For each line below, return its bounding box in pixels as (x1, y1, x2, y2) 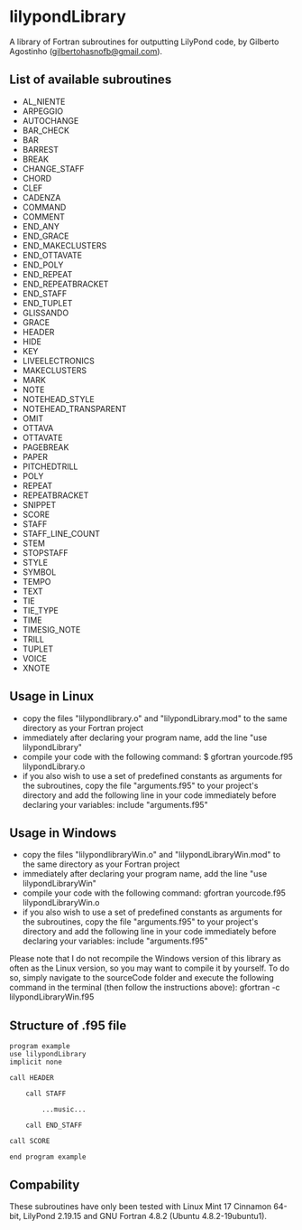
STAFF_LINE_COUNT (22, 528, 101, 539)
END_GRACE (22, 230, 69, 241)
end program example (9, 1152, 87, 1162)
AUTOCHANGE (22, 115, 79, 126)
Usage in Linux (9, 689, 95, 704)
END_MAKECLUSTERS (22, 239, 107, 250)
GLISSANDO (22, 307, 69, 318)
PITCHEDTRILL (22, 461, 78, 472)
